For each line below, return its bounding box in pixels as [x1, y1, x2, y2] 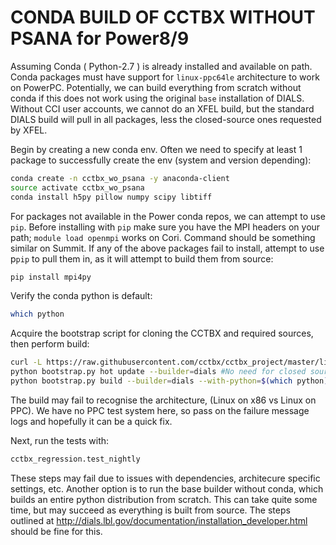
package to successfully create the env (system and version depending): [10, 154, 312, 166]
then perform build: [10, 338, 90, 350]
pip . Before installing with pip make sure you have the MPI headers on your [10, 221, 321, 233]
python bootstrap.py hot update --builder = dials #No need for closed [10, 367, 307, 377]
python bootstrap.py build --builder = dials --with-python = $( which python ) [10, 376, 329, 386]
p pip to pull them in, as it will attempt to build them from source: [10, 252, 274, 265]
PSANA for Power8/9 [10, 27, 190, 50]
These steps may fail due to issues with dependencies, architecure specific [10, 472, 321, 484]
